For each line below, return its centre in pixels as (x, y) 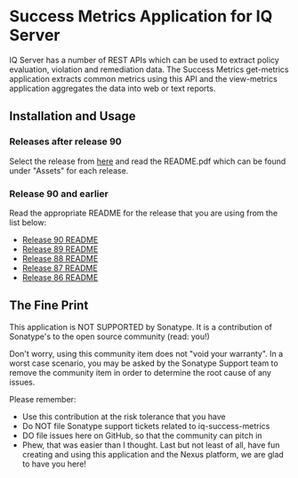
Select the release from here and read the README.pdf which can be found (148, 161)
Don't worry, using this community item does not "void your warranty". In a (146, 353)
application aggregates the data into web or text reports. (113, 88)
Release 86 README (60, 277)
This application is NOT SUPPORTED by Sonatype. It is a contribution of (141, 327)
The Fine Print (49, 306)
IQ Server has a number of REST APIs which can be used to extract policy (145, 60)
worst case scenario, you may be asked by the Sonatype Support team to (144, 363)
